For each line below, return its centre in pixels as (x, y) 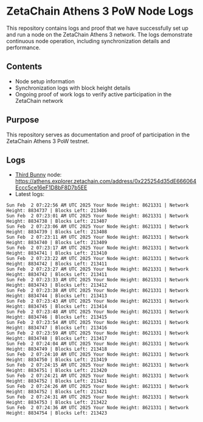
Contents (24, 67)
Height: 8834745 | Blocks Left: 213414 (57, 307)
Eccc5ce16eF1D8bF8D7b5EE (51, 188)
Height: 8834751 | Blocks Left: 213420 (57, 371)
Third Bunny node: (38, 175)
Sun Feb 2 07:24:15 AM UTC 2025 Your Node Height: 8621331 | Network (98, 365)
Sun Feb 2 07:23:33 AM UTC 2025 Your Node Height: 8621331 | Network (98, 280)
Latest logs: (29, 194)
